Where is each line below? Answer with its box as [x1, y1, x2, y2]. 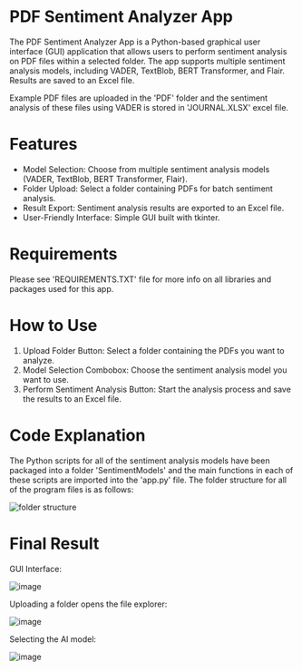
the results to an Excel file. [22, 393, 122, 404]
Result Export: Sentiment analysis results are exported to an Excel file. [22, 202, 285, 213]
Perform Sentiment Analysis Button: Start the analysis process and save [22, 384, 292, 394]
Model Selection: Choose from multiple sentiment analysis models [22, 163, 270, 174]
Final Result [9, 533, 100, 554]
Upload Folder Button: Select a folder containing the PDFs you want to [22, 345, 285, 355]
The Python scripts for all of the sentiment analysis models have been [9, 455, 270, 466]
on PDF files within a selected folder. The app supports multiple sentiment [9, 55, 286, 66]
